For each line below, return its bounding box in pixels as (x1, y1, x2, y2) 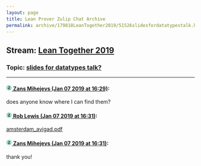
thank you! (6, 153, 32, 160)
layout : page (6, 10, 39, 16)
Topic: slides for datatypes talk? (6, 63, 102, 71)
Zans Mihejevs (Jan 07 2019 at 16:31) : (13, 140, 109, 147)
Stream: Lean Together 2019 (6, 45, 115, 55)
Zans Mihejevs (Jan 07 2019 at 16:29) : (13, 84, 110, 92)
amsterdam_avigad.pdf (6, 126, 63, 133)
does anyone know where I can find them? (6, 98, 111, 105)
